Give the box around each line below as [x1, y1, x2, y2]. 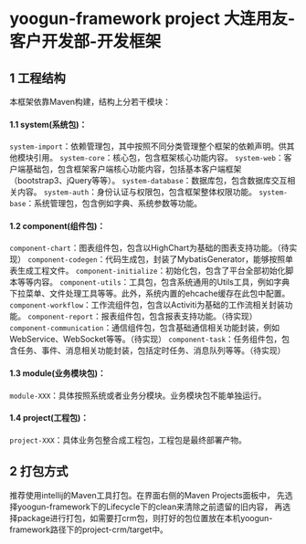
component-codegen [26, 256, 98, 265]
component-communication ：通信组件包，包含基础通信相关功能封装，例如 [9, 322, 280, 333]
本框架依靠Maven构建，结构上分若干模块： [9, 97, 172, 107]
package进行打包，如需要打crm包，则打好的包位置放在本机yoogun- [16, 512, 273, 523]
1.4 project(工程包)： [9, 413, 90, 424]
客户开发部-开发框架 [9, 31, 162, 52]
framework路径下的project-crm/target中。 [9, 524, 169, 535]
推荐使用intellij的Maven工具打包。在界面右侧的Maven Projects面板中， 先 [9, 489, 286, 500]
